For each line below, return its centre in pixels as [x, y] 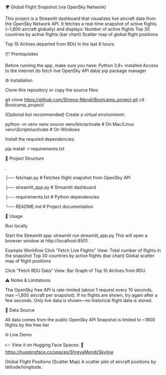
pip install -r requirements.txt [35, 149]
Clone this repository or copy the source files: [52, 90]
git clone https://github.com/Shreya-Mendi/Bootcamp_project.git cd [75, 99]
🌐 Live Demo [19, 334]
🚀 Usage [14, 216]
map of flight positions [28, 261]
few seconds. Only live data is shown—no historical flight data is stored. [79, 300]
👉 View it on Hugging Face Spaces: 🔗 [44, 345]
